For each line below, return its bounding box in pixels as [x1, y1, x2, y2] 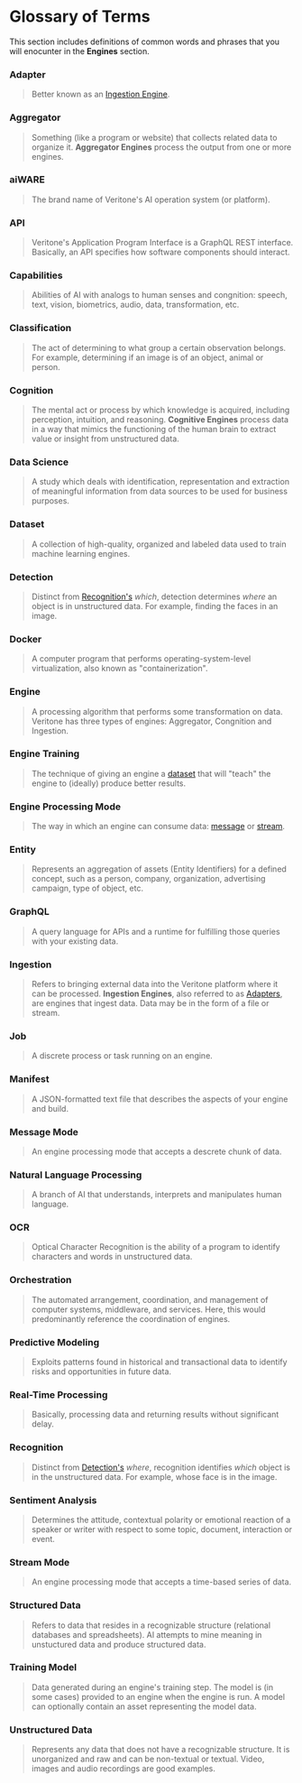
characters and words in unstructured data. [31, 1252, 193, 1262]
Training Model [9, 1661, 78, 1674]
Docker [9, 633, 42, 645]
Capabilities [9, 269, 63, 282]
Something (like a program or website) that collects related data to [31, 132, 278, 143]
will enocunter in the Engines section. [9, 45, 151, 56]
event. [31, 1533, 56, 1544]
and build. [31, 1103, 69, 1113]
